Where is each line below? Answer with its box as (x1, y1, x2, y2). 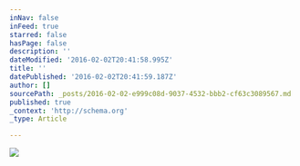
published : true (9, 97, 71, 107)
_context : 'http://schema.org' (9, 106, 129, 115)
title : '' (9, 64, 47, 73)
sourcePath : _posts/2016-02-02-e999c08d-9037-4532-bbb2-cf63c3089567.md (9, 89, 292, 98)
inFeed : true (9, 22, 59, 31)
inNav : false (9, 13, 59, 23)
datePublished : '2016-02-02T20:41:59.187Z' (9, 73, 178, 82)
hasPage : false (9, 38, 67, 48)
